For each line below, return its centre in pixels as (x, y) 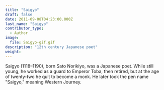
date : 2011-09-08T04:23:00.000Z (39, 19)
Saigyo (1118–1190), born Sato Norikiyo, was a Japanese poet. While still (79, 66)
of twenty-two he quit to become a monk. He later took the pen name (77, 76)
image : (12, 38)
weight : (13, 51)
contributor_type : (24, 28)
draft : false (19, 14)
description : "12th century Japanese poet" (52, 47)
